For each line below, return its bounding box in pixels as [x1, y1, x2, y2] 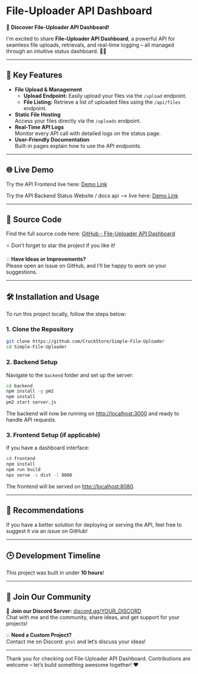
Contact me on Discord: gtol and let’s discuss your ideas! [6, 638, 146, 645]
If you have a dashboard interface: [6, 444, 90, 452]
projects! [6, 620, 28, 627]
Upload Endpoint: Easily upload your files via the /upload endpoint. [23, 92, 187, 99]
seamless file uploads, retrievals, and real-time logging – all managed [6, 41, 174, 48]
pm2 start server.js [6, 399, 57, 405]
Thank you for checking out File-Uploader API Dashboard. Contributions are [6, 655, 191, 662]
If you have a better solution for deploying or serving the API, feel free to [6, 521, 182, 528]
